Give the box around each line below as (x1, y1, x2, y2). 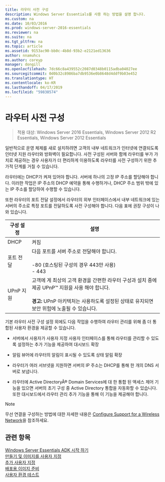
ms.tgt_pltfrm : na (5, 39, 43, 44)
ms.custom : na (5, 16, 34, 21)
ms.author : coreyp (5, 58, 43, 62)
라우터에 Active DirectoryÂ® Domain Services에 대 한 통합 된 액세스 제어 (12, 379, 154, 385)
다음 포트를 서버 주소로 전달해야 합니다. (31, 248, 117, 255)
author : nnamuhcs (5, 53, 41, 58)
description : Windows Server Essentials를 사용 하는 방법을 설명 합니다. (5, 12, 146, 17)
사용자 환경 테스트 (5, 472, 39, 478)
